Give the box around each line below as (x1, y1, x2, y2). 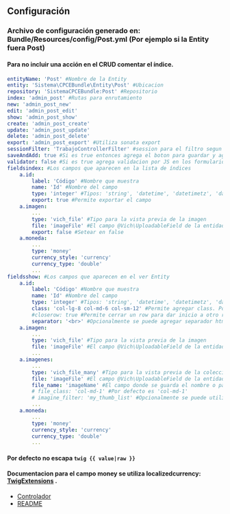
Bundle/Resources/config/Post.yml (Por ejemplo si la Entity (7, 34, 209, 44)
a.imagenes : (19, 356, 53, 363)
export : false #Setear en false (31, 229, 125, 235)
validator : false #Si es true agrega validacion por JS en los (7, 158, 192, 165)
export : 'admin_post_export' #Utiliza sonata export (7, 139, 161, 146)
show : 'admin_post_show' (7, 113, 78, 121)
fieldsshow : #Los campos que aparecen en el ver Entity (7, 273, 170, 280)
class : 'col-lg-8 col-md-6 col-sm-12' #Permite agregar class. (31, 305, 216, 312)
